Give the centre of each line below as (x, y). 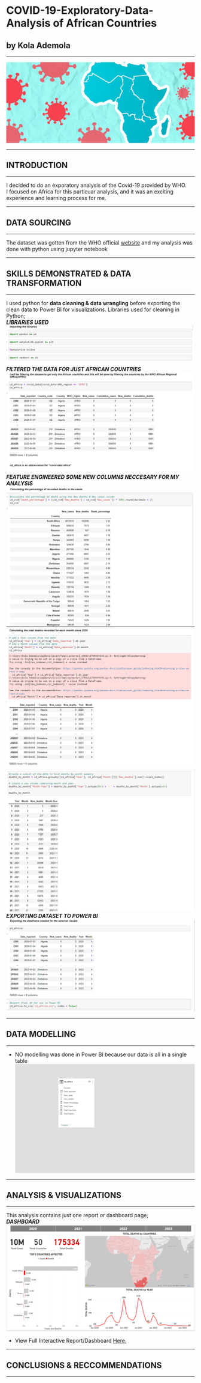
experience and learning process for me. (56, 198)
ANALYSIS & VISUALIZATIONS (64, 1195)
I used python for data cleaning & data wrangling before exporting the (93, 303)
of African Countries (105, 23)
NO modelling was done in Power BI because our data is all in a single (101, 1054)
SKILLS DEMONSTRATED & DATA (69, 274)
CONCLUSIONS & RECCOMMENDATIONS (84, 1365)
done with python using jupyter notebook (57, 249)
